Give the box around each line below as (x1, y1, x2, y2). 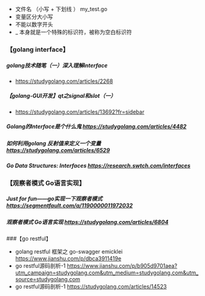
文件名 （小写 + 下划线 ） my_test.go (15, 6, 108, 12)
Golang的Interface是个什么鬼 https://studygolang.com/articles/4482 (6, 123, 187, 130)
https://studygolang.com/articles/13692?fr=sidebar (15, 108, 145, 115)
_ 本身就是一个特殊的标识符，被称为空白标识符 (15, 28, 133, 36)
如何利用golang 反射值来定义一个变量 (6, 139, 101, 147)
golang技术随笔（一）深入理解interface (6, 61, 108, 69)
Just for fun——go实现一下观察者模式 (6, 195, 103, 203)
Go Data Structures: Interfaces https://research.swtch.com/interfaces (6, 162, 191, 169)
